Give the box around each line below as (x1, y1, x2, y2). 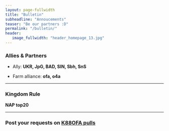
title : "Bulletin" (5, 12, 44, 17)
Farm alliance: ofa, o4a (12, 74, 61, 80)
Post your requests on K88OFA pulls (5, 119, 96, 126)
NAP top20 (5, 102, 29, 108)
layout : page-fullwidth (5, 7, 55, 13)
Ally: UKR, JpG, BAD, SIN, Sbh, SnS (12, 63, 87, 70)
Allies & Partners (5, 52, 47, 59)
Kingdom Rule (5, 91, 41, 98)
